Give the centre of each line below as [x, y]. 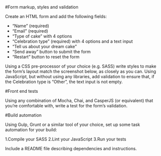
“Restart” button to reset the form [46, 57]
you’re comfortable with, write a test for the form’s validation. [66, 106]
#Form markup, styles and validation [42, 7]
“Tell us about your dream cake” [44, 46]
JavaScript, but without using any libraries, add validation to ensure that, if [80, 77]
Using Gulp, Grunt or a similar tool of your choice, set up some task [73, 124]
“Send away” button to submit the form [51, 52]
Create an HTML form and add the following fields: [56, 16]
